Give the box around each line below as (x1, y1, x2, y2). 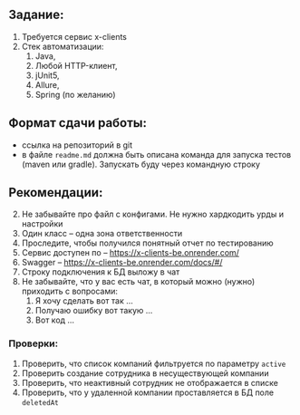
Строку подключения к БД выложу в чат (21, 266, 180, 277)
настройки (21, 218, 63, 229)
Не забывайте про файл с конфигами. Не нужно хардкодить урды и (21, 208, 285, 220)
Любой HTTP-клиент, (34, 60, 119, 71)
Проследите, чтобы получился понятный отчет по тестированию (21, 237, 274, 248)
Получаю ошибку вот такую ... (34, 305, 153, 316)
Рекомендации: (8, 185, 103, 200)
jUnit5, (34, 70, 60, 81)
